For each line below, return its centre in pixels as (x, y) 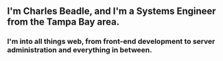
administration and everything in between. (80, 50)
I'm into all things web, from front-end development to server (111, 42)
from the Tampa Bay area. (63, 22)
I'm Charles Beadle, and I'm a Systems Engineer (111, 11)
